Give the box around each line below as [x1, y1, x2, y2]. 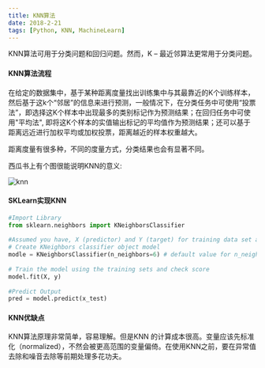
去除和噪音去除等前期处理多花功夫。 [8, 351, 126, 361]
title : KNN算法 [8, 11, 56, 20]
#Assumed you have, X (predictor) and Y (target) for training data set [8, 236, 252, 244]
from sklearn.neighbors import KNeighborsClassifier [8, 221, 185, 230]
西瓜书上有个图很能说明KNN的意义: [8, 161, 122, 170]
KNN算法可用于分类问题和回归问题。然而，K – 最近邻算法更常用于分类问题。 [8, 49, 256, 59]
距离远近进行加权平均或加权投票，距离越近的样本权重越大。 [8, 127, 202, 137]
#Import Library [8, 214, 62, 222]
